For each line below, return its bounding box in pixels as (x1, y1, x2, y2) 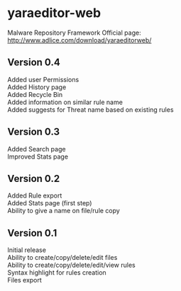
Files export (7, 276, 43, 285)
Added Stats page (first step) (7, 199, 92, 207)
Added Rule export (7, 191, 62, 200)
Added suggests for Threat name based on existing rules (7, 105, 174, 114)
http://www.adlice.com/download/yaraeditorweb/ (7, 35, 152, 44)
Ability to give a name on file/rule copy (7, 207, 121, 215)
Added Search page (7, 144, 66, 153)
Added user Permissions (7, 75, 79, 84)
